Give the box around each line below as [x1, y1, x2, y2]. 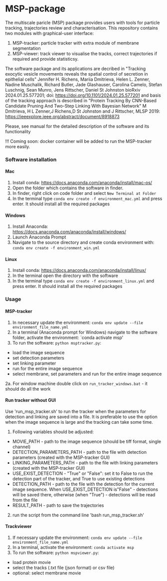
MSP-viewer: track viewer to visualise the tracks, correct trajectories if [12, 51, 158, 57]
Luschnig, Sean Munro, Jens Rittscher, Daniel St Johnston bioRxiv [5, 87, 141, 93]
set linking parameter [12, 360, 56, 366]
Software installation [5, 156, 57, 163]
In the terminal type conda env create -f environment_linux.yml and [12, 278, 155, 284]
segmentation [12, 45, 41, 51]
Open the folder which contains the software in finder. [12, 185, 124, 191]
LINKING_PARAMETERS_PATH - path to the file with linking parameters [12, 459, 158, 466]
